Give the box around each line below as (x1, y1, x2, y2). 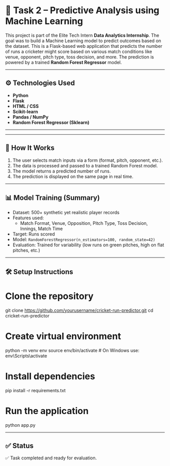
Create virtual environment (5, 330, 121, 342)
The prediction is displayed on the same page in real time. (12, 173, 134, 180)
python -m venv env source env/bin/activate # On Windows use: (5, 347, 140, 353)
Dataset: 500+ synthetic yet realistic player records (12, 210, 120, 216)
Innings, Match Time (20, 226, 63, 232)
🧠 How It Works (5, 143, 55, 152)
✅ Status (5, 441, 34, 450)
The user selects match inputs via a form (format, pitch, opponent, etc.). (12, 157, 163, 163)
